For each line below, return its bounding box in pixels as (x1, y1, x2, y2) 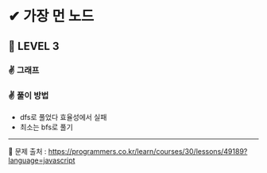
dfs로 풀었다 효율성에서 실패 (19, 112, 107, 121)
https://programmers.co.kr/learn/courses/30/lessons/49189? (48, 146, 248, 156)
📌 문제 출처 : (8, 146, 47, 156)
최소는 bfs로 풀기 (19, 122, 73, 132)
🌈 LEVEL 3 (8, 39, 60, 52)
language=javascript (8, 156, 75, 165)
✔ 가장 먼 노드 (8, 7, 95, 25)
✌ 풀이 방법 (8, 90, 49, 102)
